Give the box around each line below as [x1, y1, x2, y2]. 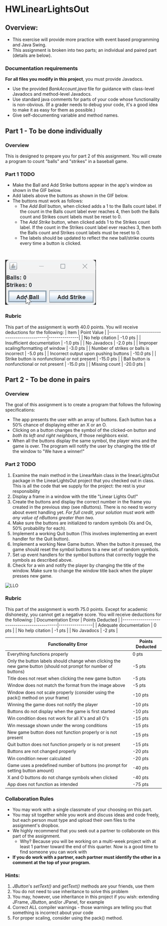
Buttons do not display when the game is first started [7, 709, 115, 715]
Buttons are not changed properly [7, 749, 77, 755]
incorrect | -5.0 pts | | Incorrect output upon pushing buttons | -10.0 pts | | [5, 350, 157, 356]
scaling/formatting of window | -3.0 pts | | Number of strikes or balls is [5, 345, 150, 351]
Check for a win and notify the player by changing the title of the [12, 562, 145, 568]
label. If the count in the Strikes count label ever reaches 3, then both [19, 224, 162, 230]
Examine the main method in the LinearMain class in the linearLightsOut [12, 472, 160, 478]
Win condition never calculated [7, 755, 71, 761]
